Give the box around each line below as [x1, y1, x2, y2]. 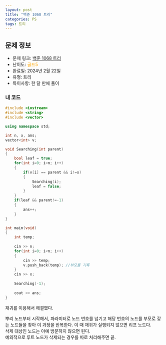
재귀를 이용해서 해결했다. [5, 304, 53, 310]
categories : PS [5, 16, 37, 21]
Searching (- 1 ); [14, 281, 46, 286]
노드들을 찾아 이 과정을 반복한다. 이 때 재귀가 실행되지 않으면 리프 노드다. [10, 321, 151, 327]
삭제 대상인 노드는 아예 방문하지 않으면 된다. [5, 328, 91, 334]
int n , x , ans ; [5, 133, 37, 138]
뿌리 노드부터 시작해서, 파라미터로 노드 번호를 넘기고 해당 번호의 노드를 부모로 [5, 315, 156, 321]
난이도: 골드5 [12, 61, 38, 67]
